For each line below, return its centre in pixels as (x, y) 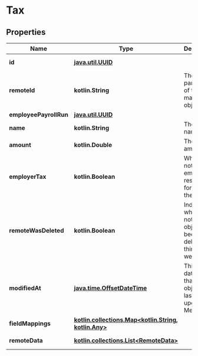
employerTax (28, 177)
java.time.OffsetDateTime (110, 288)
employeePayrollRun (39, 115)
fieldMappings (30, 324)
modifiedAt (25, 288)
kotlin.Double (93, 145)
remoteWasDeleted (37, 231)
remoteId (22, 90)
